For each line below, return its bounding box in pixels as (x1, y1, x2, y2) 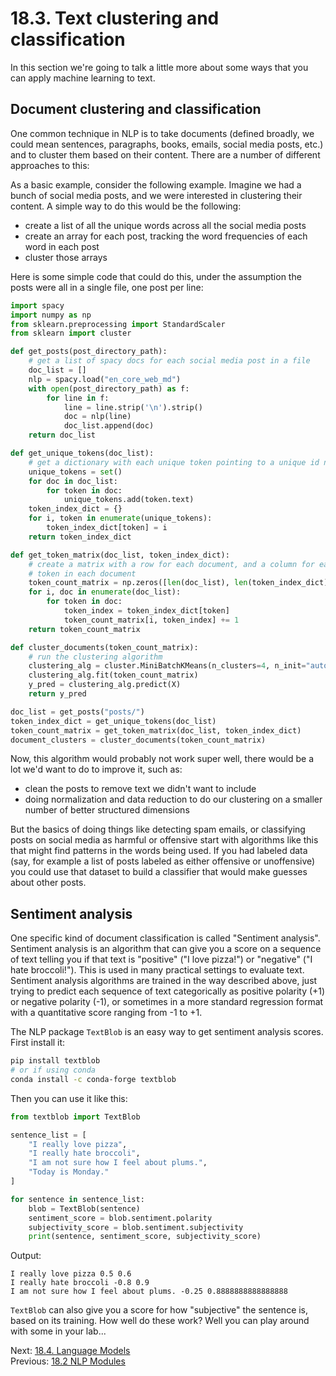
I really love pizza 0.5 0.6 (10, 1269, 132, 1279)
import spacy (10, 300, 65, 311)
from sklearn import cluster (10, 328, 132, 339)
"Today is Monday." (28, 1167, 110, 1177)
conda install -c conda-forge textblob (10, 1074, 177, 1084)
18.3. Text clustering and (10, 7, 220, 30)
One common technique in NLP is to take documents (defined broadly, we (10, 127, 315, 139)
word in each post (24, 240, 100, 252)
